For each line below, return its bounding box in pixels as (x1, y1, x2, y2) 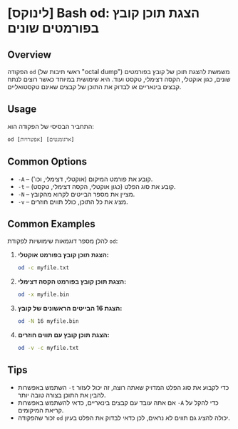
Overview (7, 48, 52, 61)
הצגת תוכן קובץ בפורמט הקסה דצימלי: (17, 277, 127, 286)
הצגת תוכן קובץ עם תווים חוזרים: (17, 331, 110, 339)
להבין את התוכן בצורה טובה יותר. (17, 391, 106, 399)
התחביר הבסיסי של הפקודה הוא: (7, 122, 95, 130)
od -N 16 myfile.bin (17, 318, 79, 325)
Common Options (7, 155, 88, 168)
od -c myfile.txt (17, 264, 70, 272)
